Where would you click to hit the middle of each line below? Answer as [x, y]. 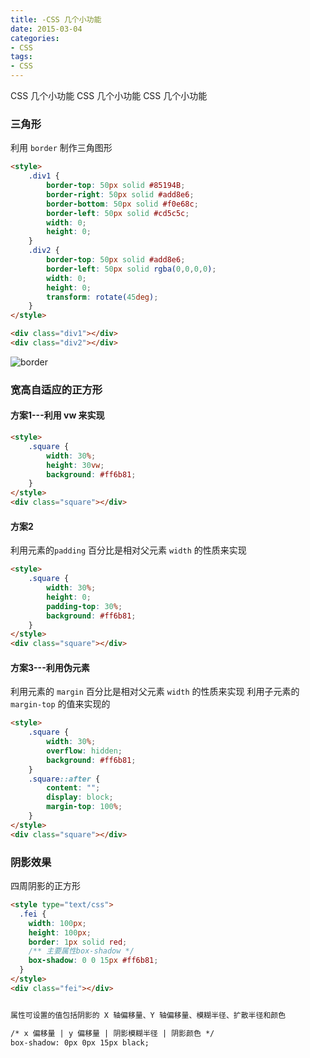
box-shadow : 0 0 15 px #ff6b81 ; [93, 961]
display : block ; [80, 797]
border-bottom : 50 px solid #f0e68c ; [122, 204]
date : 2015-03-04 [46, 29]
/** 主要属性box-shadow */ [81, 951]
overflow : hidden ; [84, 751]
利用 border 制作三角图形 [61, 148]
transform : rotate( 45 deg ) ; [102, 297]
